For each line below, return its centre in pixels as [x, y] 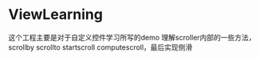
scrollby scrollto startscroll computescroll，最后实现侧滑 [100, 47]
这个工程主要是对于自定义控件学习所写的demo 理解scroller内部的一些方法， [132, 37]
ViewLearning [56, 15]
